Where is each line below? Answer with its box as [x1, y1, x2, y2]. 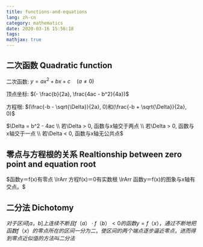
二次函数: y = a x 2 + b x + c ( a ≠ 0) [6, 76, 95, 85]
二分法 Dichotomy [6, 203, 74, 213]
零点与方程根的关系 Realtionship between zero [6, 149, 183, 159]
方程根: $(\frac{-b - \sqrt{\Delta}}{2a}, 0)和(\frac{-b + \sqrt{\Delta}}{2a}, [6, 103, 187, 111]
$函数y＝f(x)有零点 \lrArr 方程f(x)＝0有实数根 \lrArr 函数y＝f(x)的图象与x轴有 [6, 175, 196, 183]
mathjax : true [6, 37, 42, 43]
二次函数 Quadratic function [6, 61, 113, 71]
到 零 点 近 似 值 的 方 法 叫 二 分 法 [6, 235, 75, 242]
